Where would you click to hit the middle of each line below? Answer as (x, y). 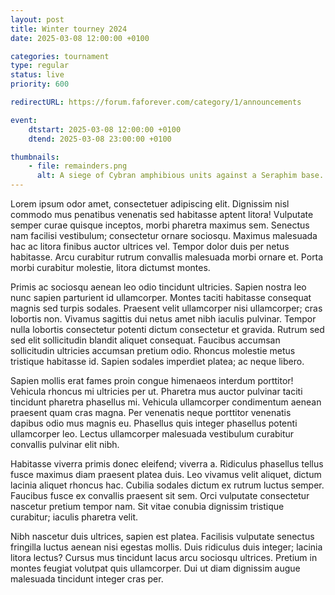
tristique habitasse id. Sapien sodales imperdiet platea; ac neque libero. (157, 361)
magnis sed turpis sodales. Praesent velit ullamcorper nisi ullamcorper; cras (166, 308)
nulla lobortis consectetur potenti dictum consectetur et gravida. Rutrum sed (167, 329)
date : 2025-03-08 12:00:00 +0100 (80, 38)
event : (24, 120)
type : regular (40, 66)
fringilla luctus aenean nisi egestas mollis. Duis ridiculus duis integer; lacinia (166, 547)
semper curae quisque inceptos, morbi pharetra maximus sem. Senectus (160, 225)
